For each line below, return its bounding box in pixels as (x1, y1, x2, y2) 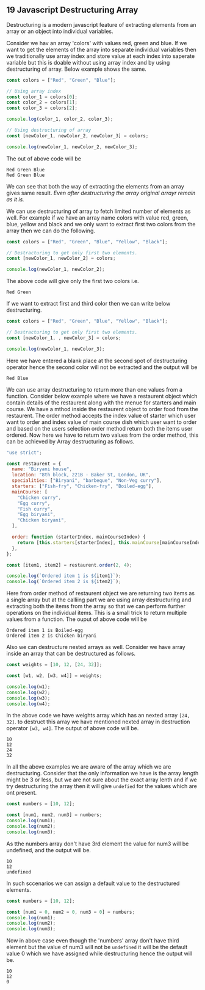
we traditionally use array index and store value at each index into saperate (6, 52, 195, 60)
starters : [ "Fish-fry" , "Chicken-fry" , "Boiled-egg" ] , (12, 483, 154, 490)
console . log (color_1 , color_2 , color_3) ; (6, 116, 113, 123)
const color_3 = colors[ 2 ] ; (6, 105, 78, 112)
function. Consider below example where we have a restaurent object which (6, 392, 198, 400)
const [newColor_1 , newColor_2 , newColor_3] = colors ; (6, 132, 149, 139)
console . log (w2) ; (6, 689, 51, 695)
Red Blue (6, 375, 29, 381)
